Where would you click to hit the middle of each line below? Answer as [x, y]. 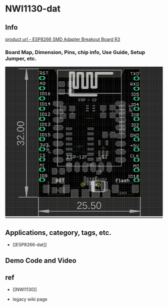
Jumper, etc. [21, 58]
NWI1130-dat [33, 9]
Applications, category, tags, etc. [58, 233]
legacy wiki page [30, 299]
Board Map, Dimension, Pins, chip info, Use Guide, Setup [75, 52]
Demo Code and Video [41, 261]
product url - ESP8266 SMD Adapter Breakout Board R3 [63, 39]
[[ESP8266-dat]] [29, 245]
